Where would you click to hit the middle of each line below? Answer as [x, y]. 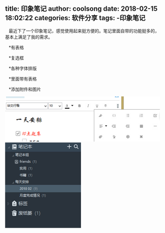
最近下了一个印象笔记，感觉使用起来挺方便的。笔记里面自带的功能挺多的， [84, 30]
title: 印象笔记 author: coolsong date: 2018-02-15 [82, 9]
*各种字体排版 [23, 68]
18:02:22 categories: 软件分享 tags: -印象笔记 [75, 18]
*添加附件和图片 [25, 89]
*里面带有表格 [23, 79]
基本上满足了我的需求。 [29, 37]
